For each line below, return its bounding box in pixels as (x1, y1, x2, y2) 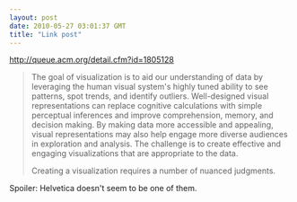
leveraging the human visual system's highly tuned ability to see (31, 82, 269, 92)
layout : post (9, 13, 58, 22)
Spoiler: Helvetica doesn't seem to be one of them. (9, 183, 197, 194)
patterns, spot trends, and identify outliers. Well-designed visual (31, 91, 269, 101)
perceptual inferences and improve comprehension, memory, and (31, 110, 274, 121)
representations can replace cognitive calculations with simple (31, 101, 263, 111)
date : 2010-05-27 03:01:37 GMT (9, 22, 127, 31)
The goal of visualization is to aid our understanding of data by (31, 72, 263, 83)
